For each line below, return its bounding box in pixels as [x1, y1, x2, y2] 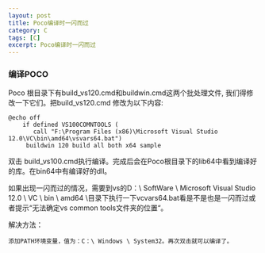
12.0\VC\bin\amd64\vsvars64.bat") [8, 135, 123, 143]
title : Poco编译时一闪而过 [8, 19, 89, 27]
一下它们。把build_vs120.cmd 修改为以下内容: [14, 98, 164, 108]
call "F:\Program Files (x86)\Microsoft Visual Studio [33, 128, 218, 136]
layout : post [8, 11, 52, 20]
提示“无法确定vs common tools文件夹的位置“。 [14, 203, 168, 213]
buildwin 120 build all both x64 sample [25, 142, 161, 150]
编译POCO [8, 69, 49, 80]
